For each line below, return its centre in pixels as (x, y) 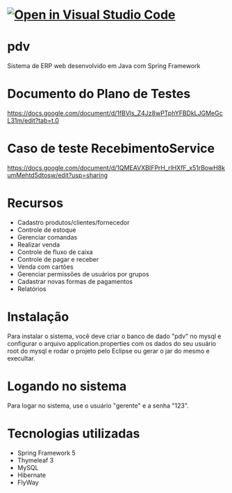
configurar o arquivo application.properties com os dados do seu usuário (112, 343)
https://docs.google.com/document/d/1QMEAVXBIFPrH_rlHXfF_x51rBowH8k (116, 168)
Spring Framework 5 (47, 453)
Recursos (35, 203)
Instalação (38, 317)
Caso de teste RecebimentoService (111, 149)
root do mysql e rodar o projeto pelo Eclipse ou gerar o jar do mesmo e (108, 351)
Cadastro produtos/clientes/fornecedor (73, 222)
